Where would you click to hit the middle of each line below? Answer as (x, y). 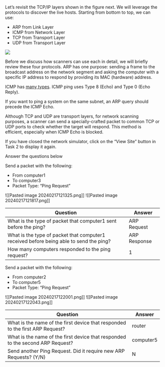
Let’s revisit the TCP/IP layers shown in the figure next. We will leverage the (81, 7)
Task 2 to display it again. (31, 147)
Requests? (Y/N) (27, 357)
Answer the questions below (34, 156)
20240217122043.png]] (29, 302)
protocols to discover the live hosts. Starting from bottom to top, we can (78, 12)
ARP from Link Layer (33, 27)
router (139, 326)
